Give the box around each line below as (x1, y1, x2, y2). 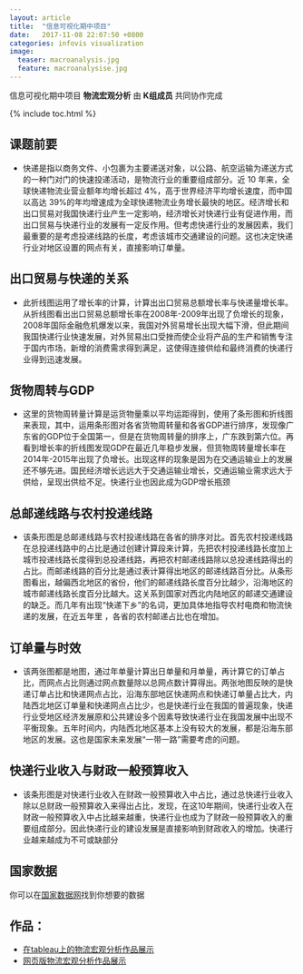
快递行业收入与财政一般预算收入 (9, 763, 189, 779)
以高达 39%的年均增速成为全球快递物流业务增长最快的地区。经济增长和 (22, 196, 289, 207)
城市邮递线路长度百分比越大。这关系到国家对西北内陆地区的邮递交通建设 (22, 588, 293, 599)
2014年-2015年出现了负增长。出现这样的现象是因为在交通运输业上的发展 (22, 454, 293, 465)
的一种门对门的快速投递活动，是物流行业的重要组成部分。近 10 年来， (22, 173, 283, 184)
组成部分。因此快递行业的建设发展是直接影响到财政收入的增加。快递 (30, 822, 286, 833)
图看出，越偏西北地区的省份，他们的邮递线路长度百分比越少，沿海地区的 (22, 577, 293, 588)
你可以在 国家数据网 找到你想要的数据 (9, 889, 145, 900)
